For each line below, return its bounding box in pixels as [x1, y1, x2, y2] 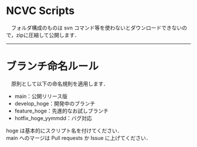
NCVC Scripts [6, 4, 75, 18]
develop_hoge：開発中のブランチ [14, 100, 96, 107]
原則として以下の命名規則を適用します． [11, 80, 109, 87]
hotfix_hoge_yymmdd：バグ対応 [14, 114, 92, 121]
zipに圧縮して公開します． [16, 31, 80, 39]
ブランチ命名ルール [6, 60, 99, 73]
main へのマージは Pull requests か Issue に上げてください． [6, 134, 151, 141]
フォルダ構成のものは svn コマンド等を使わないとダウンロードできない [11, 24, 182, 31]
